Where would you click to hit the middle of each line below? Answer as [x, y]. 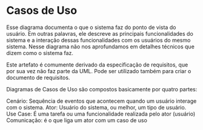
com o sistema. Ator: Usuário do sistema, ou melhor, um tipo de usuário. [96, 107]
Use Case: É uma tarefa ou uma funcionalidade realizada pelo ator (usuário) [101, 114]
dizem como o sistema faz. [40, 53]
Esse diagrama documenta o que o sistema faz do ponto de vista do [91, 27]
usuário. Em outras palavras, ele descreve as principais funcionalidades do [100, 33]
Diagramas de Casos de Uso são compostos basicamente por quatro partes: [102, 89]
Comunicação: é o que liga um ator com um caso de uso [77, 120]
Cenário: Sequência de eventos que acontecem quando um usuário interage [101, 101]
